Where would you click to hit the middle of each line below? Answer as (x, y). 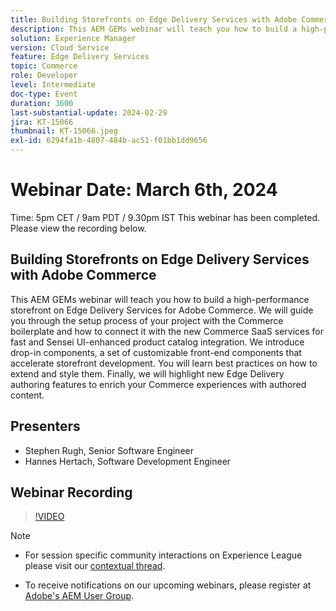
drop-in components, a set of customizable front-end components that (156, 352)
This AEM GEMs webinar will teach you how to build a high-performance (160, 299)
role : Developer (44, 76)
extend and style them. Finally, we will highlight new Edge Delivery (147, 373)
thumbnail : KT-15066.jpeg (64, 131)
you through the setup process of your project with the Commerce (147, 320)
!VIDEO (49, 517)
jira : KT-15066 (42, 122)
